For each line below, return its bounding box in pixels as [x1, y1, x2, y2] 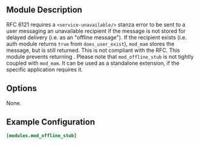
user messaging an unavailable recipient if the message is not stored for [6, 27, 186, 34]
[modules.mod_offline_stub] [6, 133, 77, 139]
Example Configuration [6, 117, 95, 127]
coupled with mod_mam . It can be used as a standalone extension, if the [6, 59, 180, 66]
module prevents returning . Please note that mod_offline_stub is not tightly [6, 53, 194, 60]
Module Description [6, 5, 83, 15]
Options [6, 83, 37, 94]
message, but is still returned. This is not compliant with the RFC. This [6, 47, 180, 54]
